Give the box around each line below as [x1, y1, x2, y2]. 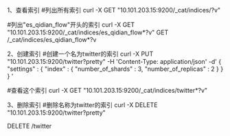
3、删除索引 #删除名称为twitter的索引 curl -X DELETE [7, 101, 158, 109]
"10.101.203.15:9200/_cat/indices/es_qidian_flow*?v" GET [7, 28, 169, 36]
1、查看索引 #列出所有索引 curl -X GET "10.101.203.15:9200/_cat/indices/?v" [7, 6, 221, 14]
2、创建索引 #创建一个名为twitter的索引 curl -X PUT [7, 50, 154, 58]
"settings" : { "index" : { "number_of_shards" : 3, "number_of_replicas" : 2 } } [7, 65, 224, 73]
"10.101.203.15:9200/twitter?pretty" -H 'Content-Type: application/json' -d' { [7, 58, 222, 65]
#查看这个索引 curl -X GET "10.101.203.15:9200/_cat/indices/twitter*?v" [7, 87, 208, 94]
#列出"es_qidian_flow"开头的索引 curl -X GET [7, 21, 135, 29]
